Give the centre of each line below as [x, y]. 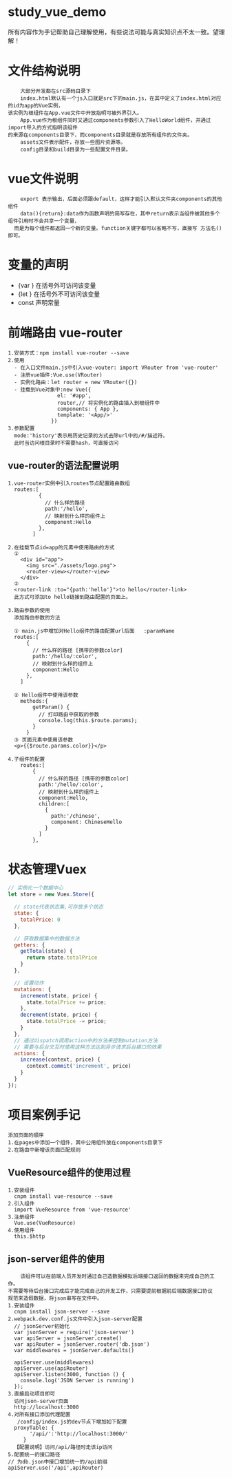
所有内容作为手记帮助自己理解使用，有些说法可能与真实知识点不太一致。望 [113, 32]
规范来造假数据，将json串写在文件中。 [55, 1298]
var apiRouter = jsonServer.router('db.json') [82, 1344]
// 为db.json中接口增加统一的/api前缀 [58, 1462]
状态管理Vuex [47, 869]
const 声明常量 [39, 302]
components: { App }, [88, 409]
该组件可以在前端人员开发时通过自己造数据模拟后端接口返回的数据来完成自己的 [115, 1277]
